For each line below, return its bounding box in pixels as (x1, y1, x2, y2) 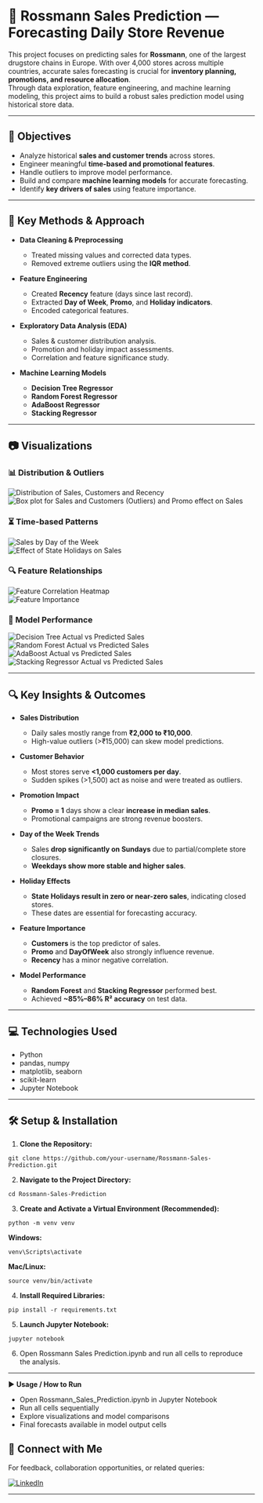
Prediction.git (8, 1161, 58, 1169)
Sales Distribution (19, 713, 80, 722)
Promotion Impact (19, 790, 80, 800)
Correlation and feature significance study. (31, 352, 170, 362)
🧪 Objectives (8, 130, 72, 144)
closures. (31, 852, 61, 862)
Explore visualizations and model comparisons (19, 1411, 170, 1421)
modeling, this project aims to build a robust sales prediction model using (8, 91, 244, 100)
